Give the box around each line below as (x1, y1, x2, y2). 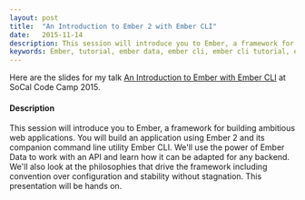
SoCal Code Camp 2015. (9, 82, 101, 93)
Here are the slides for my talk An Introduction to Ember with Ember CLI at (9, 72, 286, 83)
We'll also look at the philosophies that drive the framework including (9, 161, 268, 173)
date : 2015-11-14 (9, 30, 84, 39)
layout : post (9, 13, 59, 23)
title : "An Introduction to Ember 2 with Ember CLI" (9, 22, 218, 31)
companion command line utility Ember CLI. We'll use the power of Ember (9, 142, 285, 153)
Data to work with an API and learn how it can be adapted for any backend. (9, 152, 290, 163)
